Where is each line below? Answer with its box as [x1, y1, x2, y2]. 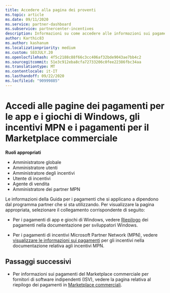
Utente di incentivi [12, 175, 51, 181]
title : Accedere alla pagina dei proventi [5, 7, 96, 13]
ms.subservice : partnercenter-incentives [5, 26, 94, 31]
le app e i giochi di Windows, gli [5, 111, 140, 122]
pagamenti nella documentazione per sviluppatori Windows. [12, 222, 138, 228]
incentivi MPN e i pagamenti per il [5, 121, 149, 133]
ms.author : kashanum [5, 41, 49, 46]
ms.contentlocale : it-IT [5, 69, 58, 74]
